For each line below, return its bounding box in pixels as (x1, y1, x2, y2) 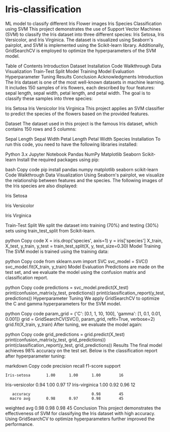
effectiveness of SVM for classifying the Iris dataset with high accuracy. (5, 410, 156, 416)
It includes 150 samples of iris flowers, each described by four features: (5, 84, 155, 90)
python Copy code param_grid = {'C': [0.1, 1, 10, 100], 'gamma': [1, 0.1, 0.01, (5, 310, 161, 317)
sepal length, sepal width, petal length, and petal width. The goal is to (5, 90, 151, 96)
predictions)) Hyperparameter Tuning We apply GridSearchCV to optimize (5, 295, 160, 301)
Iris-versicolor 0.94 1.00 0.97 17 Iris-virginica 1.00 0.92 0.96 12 (5, 382, 135, 388)
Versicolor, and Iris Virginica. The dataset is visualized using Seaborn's (5, 37, 154, 43)
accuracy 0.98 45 (12, 391, 124, 396)
